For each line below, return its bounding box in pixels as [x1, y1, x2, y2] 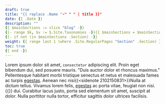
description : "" [5, 21, 38, 26]
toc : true [5, 44, 26, 49]
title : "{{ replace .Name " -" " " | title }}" [5, 12, 102, 17]
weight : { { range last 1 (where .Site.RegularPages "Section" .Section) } [5, 39, 162, 44]
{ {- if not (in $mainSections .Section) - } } [5, 35, 98, 40]
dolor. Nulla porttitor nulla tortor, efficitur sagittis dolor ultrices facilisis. [5, 93, 148, 99]
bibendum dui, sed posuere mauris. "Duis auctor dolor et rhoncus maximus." [5, 67, 160, 73]
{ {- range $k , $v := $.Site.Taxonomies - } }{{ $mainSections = [5, 30, 135, 35]
